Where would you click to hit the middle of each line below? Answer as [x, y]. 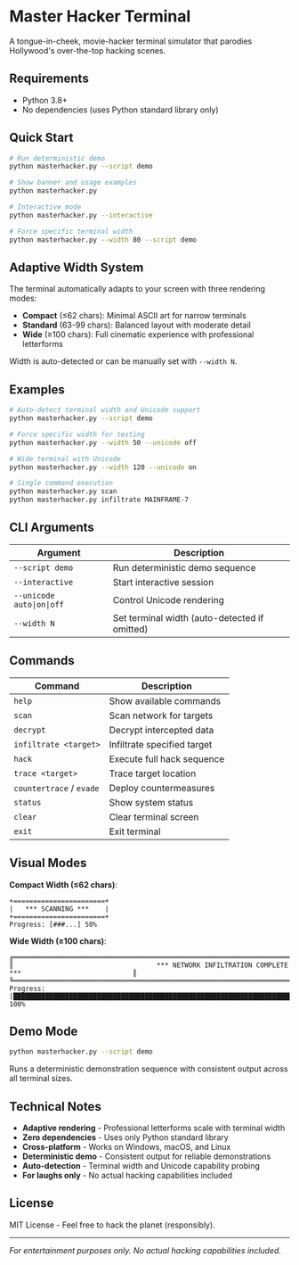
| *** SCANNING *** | [59, 909]
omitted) [130, 629]
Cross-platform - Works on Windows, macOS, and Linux [126, 1147]
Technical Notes [56, 1107]
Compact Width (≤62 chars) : [63, 884]
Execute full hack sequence [167, 758]
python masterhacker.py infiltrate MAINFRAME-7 [99, 500]
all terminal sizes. [41, 1079]
